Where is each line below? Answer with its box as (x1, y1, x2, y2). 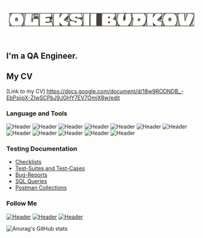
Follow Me (6, 199, 38, 208)
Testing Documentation (6, 144, 78, 153)
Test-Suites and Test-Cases (15, 165, 85, 172)
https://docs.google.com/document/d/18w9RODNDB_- (46, 87, 184, 95)
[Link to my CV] (6, 87, 46, 95)
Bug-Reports (15, 171, 47, 178)
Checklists (15, 158, 42, 166)
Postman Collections (15, 184, 67, 191)
